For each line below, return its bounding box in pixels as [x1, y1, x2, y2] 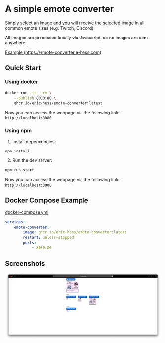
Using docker [5, 78, 38, 85]
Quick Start [5, 64, 41, 72]
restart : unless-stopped [23, 235, 74, 240]
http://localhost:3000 [5, 183, 52, 188]
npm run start [5, 168, 35, 173]
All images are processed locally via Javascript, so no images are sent [5, 35, 148, 40]
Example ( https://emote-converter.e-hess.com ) [5, 49, 102, 55]
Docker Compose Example [5, 196, 88, 204]
